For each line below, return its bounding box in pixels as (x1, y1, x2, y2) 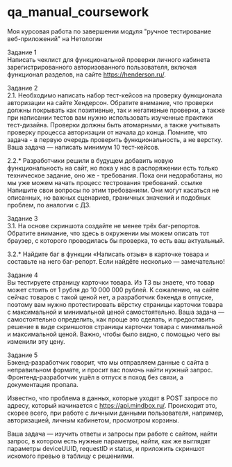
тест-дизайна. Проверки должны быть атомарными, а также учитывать (7, 120, 221, 129)
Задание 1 (7, 48, 37, 56)
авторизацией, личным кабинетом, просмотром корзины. (7, 415, 179, 425)
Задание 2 (7, 84, 38, 92)
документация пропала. (7, 380, 78, 388)
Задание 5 (7, 351, 38, 359)
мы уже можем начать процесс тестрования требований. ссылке (7, 178, 203, 187)
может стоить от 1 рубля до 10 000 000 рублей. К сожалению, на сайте (7, 285, 219, 294)
